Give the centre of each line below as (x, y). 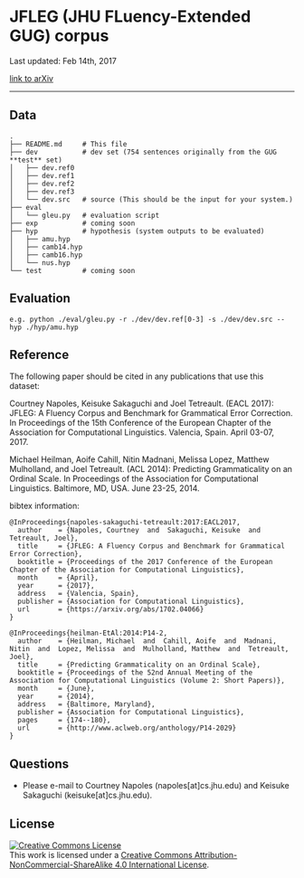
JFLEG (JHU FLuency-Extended (130, 17)
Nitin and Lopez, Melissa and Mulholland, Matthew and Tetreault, (149, 649)
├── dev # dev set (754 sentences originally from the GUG (143, 152)
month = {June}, (56, 689)
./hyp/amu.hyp (52, 327)
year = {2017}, (56, 586)
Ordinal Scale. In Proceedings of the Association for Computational (134, 479)
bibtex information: (44, 506)
